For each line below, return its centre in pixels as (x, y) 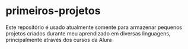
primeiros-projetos (53, 11)
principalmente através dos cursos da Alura (59, 40)
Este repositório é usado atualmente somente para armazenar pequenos (94, 27)
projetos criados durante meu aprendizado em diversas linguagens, (88, 33)
